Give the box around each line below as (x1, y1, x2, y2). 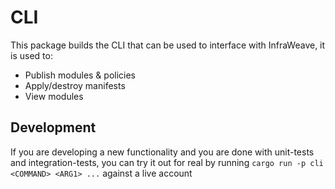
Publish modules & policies (24, 69, 137, 81)
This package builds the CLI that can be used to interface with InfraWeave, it (10, 39, 326, 51)
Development (10, 119, 97, 136)
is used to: (10, 49, 53, 61)
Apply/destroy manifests (24, 79, 126, 91)
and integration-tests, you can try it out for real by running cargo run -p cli (10, 156, 324, 168)
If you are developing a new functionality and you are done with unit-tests (10, 146, 315, 158)
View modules (24, 90, 84, 102)
